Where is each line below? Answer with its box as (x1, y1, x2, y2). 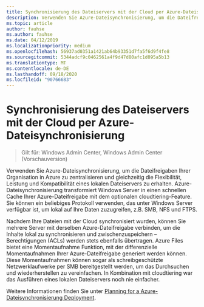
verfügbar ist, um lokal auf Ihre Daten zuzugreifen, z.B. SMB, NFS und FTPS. (6, 206, 197, 213)
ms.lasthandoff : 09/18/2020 (6, 71, 78, 77)
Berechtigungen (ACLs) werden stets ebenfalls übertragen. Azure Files (6, 237, 183, 244)
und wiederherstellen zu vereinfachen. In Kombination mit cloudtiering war (6, 269, 193, 277)
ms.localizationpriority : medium (6, 43, 91, 49)
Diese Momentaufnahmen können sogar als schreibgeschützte (6, 257, 164, 264)
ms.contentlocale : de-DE (6, 65, 69, 72)
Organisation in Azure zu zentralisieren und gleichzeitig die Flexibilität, (6, 174, 182, 181)
